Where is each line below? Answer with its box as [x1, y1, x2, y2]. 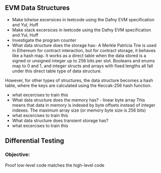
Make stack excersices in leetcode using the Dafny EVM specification [12, 27, 151, 33]
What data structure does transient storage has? [12, 117, 109, 123]
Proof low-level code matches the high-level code [5, 162, 105, 168]
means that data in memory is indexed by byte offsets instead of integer [12, 102, 156, 108]
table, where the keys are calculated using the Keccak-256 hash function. [5, 82, 152, 88]
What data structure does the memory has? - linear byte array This [12, 97, 145, 103]
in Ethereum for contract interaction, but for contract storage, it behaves [12, 47, 156, 53]
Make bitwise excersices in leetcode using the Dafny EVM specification [12, 16, 155, 22]
